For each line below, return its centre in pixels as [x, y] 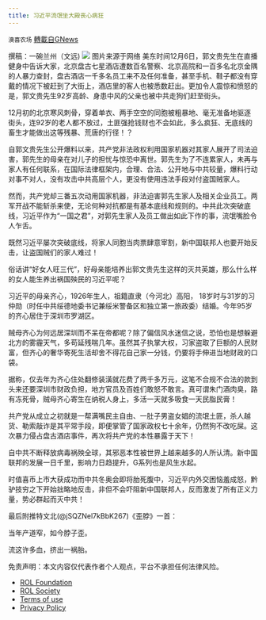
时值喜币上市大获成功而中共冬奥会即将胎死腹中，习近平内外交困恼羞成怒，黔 [133, 479]
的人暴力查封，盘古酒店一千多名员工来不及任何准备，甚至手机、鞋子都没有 [129, 75]
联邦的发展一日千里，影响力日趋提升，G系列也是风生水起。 [104, 462]
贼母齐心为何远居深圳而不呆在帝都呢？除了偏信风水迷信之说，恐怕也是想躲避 [133, 332]
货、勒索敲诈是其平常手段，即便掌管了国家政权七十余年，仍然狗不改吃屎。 [129, 426]
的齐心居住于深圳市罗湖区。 [53, 316]
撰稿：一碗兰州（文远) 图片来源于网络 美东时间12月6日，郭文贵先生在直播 [133, 55]
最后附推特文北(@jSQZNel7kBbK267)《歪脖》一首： [93, 515]
